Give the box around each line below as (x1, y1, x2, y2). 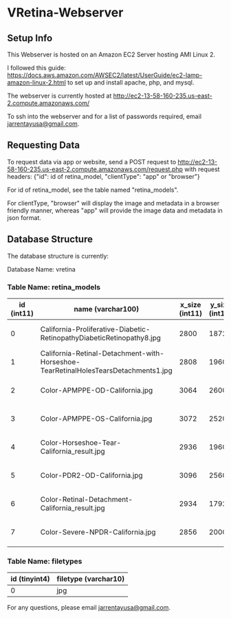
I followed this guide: (7, 64, 67, 71)
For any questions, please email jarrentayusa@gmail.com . (7, 604, 170, 612)
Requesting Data (7, 140, 80, 151)
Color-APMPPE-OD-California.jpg (40, 385, 153, 395)
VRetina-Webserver (7, 5, 124, 21)
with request (184, 165, 220, 173)
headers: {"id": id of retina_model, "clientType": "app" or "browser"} (7, 172, 201, 180)
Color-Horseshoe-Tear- (40, 438, 122, 448)
